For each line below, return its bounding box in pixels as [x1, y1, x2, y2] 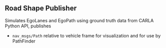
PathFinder [12, 38, 36, 44]
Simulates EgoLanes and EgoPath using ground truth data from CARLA [5, 17, 154, 23]
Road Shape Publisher [5, 4, 77, 13]
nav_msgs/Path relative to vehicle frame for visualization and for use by [12, 32, 161, 38]
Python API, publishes [5, 23, 52, 29]
